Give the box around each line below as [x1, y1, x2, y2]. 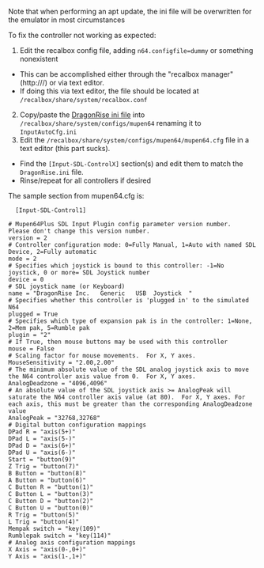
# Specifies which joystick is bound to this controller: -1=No [8, 262, 224, 270]
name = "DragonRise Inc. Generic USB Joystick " [8, 290, 193, 297]
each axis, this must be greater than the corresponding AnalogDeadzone [8, 400, 253, 408]
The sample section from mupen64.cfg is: [8, 191, 145, 200]
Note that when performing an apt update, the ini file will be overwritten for [8, 7, 252, 16]
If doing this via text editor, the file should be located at [19, 86, 199, 96]
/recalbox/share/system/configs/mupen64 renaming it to [19, 119, 202, 127]
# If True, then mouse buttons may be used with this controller [8, 338, 228, 346]
